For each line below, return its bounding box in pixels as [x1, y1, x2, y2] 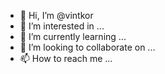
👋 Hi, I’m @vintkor [19, 10, 94, 21]
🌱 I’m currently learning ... [19, 31, 127, 42]
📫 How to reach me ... [19, 53, 113, 64]
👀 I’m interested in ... [19, 20, 105, 32]
